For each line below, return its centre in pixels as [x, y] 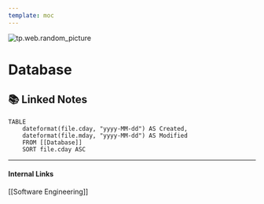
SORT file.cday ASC [54, 149]
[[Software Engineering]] [48, 191]
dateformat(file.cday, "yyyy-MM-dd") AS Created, [105, 128]
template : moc [31, 15]
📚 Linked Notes [48, 100]
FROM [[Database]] [52, 143]
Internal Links [31, 174]
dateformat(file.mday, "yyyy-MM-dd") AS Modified [105, 135]
